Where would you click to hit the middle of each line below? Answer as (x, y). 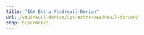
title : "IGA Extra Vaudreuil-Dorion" (53, 12)
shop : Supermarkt (27, 23)
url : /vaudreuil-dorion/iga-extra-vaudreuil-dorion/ (72, 17)
